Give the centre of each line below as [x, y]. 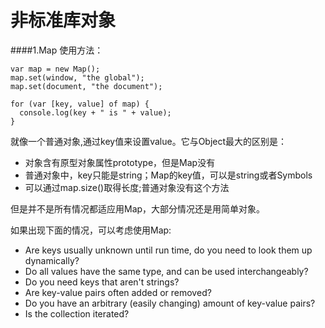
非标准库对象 [63, 20]
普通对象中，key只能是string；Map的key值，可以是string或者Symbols [168, 175]
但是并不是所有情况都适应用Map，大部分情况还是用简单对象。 [138, 208]
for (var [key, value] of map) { [80, 104]
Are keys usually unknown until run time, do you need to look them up [168, 250]
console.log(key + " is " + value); [95, 112]
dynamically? [52, 260]
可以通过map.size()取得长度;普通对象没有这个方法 [127, 187]
